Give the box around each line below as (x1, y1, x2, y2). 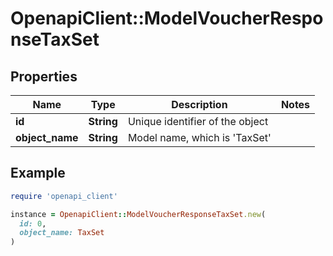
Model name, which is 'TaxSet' (127, 131, 272, 144)
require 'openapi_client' (10, 191, 118, 201)
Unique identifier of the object (127, 115, 269, 128)
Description (171, 98, 228, 111)
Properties (10, 68, 78, 85)
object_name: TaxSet (19, 228, 105, 238)
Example (10, 165, 66, 182)
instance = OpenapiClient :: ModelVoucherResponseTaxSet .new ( (10, 209, 267, 219)
